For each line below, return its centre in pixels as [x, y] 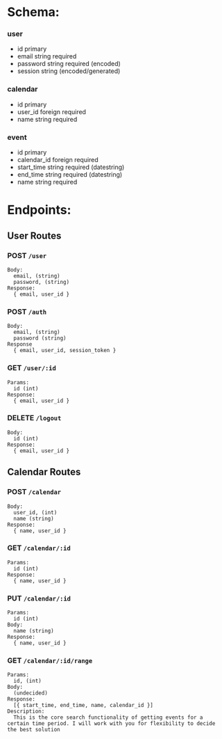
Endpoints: [39, 210]
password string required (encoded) [69, 64]
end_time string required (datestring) [70, 175]
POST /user [27, 255]
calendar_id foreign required [58, 160]
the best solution [34, 730]
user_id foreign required [52, 111]
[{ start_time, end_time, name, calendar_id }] [84, 706]
